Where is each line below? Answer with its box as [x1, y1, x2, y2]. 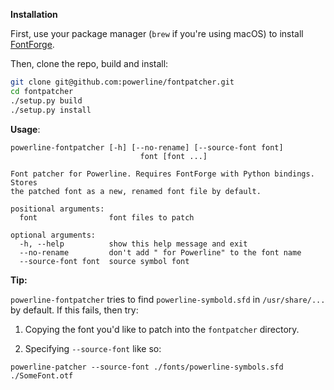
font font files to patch [19, 212, 195, 223]
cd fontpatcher [10, 86, 74, 96]
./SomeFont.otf [10, 370, 74, 381]
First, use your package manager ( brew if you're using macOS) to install [10, 28, 304, 39]
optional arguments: [10, 230, 97, 240]
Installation [10, 9, 58, 20]
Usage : [10, 123, 41, 135]
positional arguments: [10, 204, 105, 214]
